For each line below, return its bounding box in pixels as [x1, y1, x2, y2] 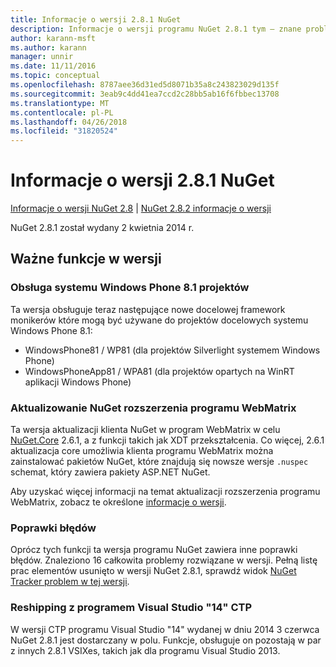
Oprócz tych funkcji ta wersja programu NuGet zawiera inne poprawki [10, 544, 298, 556]
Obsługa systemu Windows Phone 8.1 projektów [10, 281, 250, 295]
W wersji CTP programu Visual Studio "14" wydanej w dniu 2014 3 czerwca [10, 623, 320, 635]
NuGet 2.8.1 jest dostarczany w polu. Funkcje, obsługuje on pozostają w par [10, 634, 322, 646]
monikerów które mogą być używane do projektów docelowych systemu [10, 314, 309, 326]
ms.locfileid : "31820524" [10, 126, 118, 136]
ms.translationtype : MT [10, 98, 110, 108]
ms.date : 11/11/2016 [10, 61, 97, 71]
